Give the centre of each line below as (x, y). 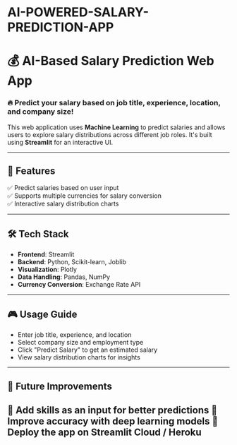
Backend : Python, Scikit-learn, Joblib (72, 262)
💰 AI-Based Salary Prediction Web (111, 61)
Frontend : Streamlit (46, 254)
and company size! (41, 112)
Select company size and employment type (80, 343)
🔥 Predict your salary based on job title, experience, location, (114, 103)
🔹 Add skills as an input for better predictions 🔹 (113, 410)
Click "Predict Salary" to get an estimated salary (87, 350)
